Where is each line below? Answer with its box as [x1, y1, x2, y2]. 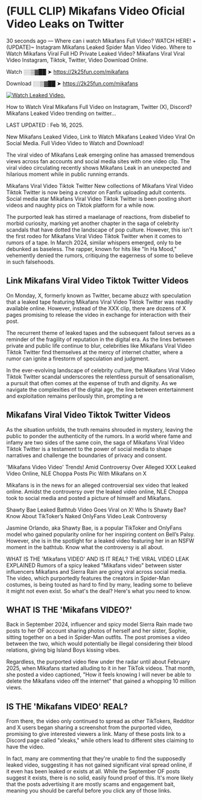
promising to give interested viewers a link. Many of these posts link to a [6, 730, 186, 738]
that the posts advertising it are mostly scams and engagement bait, [6, 781, 175, 788]
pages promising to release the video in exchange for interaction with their [6, 311, 191, 318]
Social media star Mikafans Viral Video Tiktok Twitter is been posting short [6, 195, 191, 202]
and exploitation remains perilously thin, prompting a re [6, 392, 144, 400]
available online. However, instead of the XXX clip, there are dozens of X [6, 304, 186, 312]
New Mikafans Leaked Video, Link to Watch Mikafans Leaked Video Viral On [6, 133, 195, 140]
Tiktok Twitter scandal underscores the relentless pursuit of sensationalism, [6, 373, 195, 380]
